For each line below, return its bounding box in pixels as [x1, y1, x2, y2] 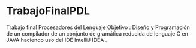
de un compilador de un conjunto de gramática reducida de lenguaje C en [6, 30, 189, 37]
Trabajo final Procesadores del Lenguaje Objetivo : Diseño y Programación [6, 24, 191, 31]
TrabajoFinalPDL [6, 4, 90, 18]
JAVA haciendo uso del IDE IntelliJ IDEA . [6, 36, 107, 43]
